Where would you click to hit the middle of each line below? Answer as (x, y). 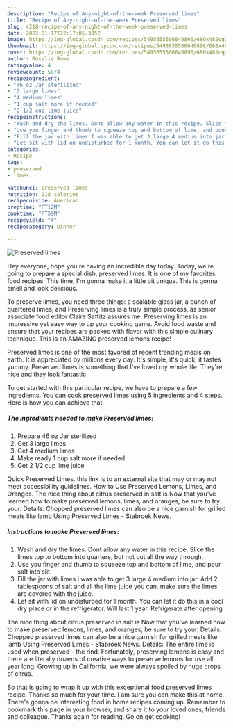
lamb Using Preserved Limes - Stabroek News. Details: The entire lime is (111, 644)
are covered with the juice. (55, 593)
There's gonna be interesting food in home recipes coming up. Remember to (116, 702)
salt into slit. (34, 572)
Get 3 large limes (42, 443)
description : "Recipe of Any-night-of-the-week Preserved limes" (103, 14)
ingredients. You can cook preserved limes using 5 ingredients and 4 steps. (115, 395)
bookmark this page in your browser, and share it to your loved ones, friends (116, 709)
